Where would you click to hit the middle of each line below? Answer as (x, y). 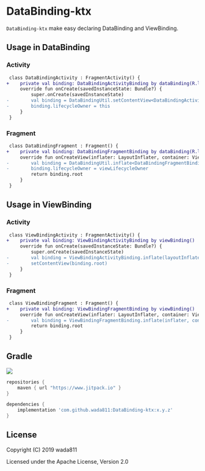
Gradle (19, 356)
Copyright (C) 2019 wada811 (42, 450)
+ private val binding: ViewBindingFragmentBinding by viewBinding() (101, 309)
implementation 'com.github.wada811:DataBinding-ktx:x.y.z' (95, 410)
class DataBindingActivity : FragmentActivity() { (74, 78)
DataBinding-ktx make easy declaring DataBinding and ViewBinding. (92, 28)
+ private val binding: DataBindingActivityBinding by (81, 83)
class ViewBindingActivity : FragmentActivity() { (74, 235)
